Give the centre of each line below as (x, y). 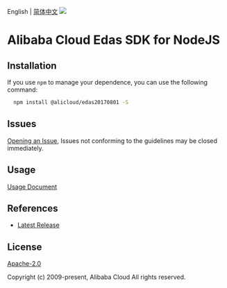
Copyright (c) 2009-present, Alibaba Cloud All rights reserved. (96, 277)
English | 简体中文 (33, 11)
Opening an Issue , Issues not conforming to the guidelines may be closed (112, 141)
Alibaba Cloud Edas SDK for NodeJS (114, 40)
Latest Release (39, 225)
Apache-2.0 (24, 264)
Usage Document (32, 187)
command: (23, 90)
